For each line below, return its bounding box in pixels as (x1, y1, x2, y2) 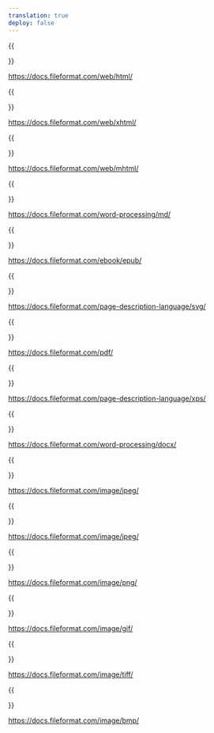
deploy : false (8, 19, 55, 27)
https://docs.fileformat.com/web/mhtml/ (8, 163, 139, 173)
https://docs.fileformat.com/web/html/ (8, 71, 133, 81)
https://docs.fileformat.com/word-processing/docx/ (8, 439, 177, 449)
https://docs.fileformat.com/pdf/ (8, 348, 114, 357)
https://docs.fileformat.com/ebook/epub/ (8, 255, 142, 265)
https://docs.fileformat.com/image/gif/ (8, 623, 133, 633)
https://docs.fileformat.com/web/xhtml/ (8, 117, 137, 127)
